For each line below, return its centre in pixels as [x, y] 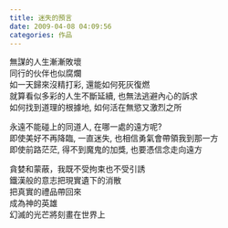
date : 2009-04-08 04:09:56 [61, 26]
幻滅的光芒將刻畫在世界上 [57, 214]
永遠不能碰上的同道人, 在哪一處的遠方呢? [86, 127]
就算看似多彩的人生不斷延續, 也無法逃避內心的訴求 [104, 96]
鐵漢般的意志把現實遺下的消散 [65, 181]
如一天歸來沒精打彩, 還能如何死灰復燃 [80, 85]
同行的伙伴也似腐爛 [46, 73]
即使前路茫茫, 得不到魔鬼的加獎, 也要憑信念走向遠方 [106, 150]
